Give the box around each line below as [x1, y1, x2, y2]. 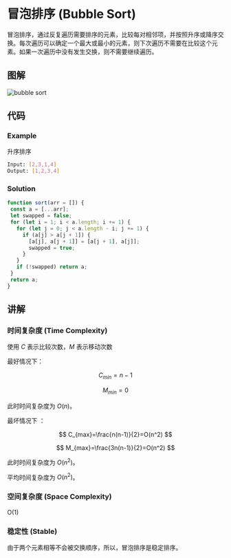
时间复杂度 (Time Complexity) [7, 326, 108, 336]
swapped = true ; [28, 244, 76, 251]
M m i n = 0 [102, 386, 129, 396]
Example [7, 131, 37, 141]
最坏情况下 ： [7, 417, 45, 425]
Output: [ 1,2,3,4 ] [7, 168, 60, 175]
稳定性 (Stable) [7, 526, 58, 536]
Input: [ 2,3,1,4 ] [7, 161, 57, 169]
